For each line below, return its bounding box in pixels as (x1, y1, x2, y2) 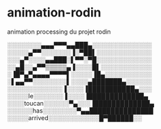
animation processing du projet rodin (7, 27, 111, 36)
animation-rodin (7, 5, 101, 21)
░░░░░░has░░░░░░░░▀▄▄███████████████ (7, 106, 153, 115)
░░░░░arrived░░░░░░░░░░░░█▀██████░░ (7, 113, 143, 121)
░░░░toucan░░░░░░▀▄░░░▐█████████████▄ (7, 99, 154, 107)
